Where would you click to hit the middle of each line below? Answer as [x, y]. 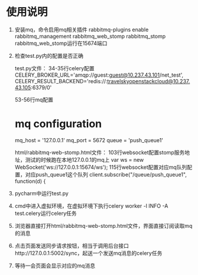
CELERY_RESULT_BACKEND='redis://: [61, 81]
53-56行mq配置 [34, 99]
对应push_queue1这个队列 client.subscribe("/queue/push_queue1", [106, 174]
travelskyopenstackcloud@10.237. [149, 81]
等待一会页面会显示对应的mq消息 [55, 266]
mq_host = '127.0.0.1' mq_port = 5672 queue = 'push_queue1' [89, 140]
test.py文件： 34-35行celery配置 [54, 68]
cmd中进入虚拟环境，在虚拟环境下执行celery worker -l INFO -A [91, 206]
